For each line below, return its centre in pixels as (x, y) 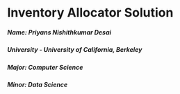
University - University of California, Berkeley (75, 50)
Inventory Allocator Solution (90, 13)
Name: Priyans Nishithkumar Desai (59, 32)
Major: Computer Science (45, 67)
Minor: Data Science (38, 84)
